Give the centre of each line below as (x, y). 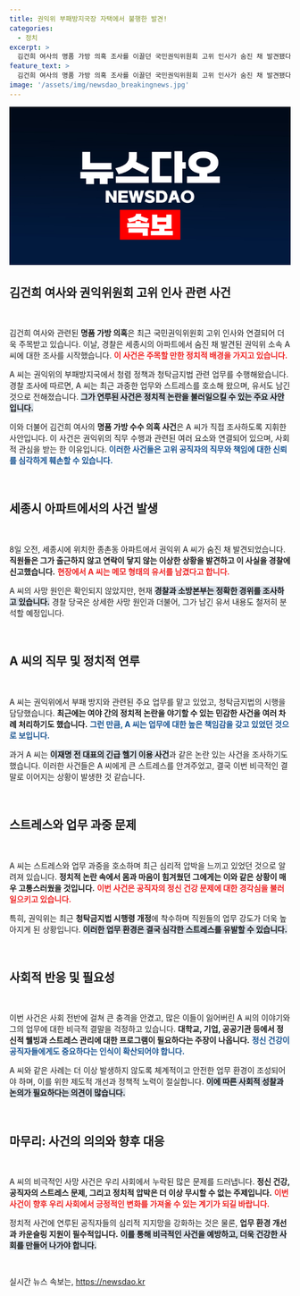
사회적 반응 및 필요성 (62, 977)
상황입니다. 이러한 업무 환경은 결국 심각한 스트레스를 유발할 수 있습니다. (165, 929)
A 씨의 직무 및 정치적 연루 (75, 661)
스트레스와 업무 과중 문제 (73, 825)
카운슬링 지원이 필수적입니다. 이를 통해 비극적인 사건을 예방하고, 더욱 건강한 (148, 1234)
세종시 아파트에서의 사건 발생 (84, 508)
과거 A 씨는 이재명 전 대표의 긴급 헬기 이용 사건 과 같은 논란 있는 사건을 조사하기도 (149, 754)
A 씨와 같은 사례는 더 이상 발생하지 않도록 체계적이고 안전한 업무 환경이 (132, 1071)
